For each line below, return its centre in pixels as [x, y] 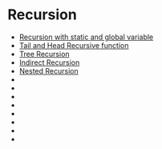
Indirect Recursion [49, 62]
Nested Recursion [49, 70]
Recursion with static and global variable [86, 37]
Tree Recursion [44, 54]
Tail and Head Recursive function [74, 45]
